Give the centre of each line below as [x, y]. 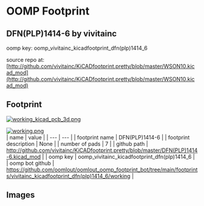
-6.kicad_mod [24, 156]
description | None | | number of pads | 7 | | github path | [77, 144]
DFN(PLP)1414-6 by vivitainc [62, 34]
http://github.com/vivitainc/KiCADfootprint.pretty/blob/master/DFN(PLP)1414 [102, 150]
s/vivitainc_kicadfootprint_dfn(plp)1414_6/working [68, 176]
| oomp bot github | [30, 163]
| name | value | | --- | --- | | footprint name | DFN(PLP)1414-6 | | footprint [98, 137]
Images [21, 195]
